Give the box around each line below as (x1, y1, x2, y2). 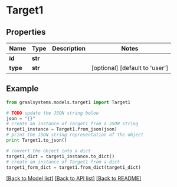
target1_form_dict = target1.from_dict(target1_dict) (6, 164, 142, 171)
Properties (6, 27, 46, 37)
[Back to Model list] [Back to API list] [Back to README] (6, 175, 142, 182)
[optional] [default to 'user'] (91, 64, 169, 72)
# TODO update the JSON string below (6, 110, 99, 116)
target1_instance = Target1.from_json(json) (6, 126, 117, 132)
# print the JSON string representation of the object (6, 132, 144, 138)
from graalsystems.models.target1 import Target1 (6, 99, 131, 105)
